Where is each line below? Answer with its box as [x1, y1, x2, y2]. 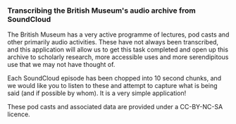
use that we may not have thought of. [7, 61, 116, 69]
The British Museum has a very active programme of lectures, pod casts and [7, 30, 230, 39]
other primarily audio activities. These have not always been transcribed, [7, 38, 219, 46]
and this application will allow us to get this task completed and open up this [7, 45, 229, 54]
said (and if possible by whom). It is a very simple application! [7, 89, 187, 97]
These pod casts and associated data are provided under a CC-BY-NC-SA [7, 103, 223, 111]
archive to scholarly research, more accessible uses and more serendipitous [7, 53, 229, 61]
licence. [7, 110, 30, 118]
